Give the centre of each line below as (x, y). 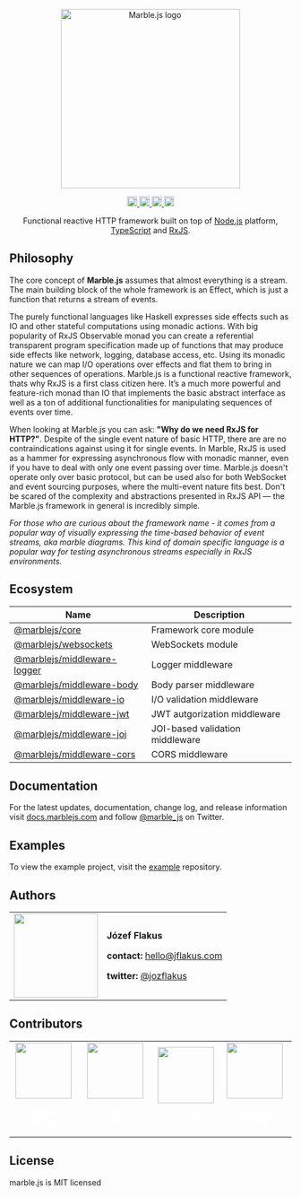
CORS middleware (189, 754)
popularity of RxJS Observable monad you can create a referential (131, 336)
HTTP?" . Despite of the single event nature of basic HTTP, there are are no (148, 439)
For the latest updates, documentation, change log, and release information (148, 808)
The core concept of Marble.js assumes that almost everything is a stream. (149, 280)
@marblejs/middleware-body (76, 685)
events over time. (41, 412)
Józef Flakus (135, 936)
